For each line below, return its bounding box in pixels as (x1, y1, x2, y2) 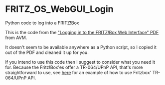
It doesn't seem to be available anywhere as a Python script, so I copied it (5, 44, 157, 50)
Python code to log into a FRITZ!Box (5, 20, 79, 26)
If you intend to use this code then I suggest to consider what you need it (5, 59, 156, 65)
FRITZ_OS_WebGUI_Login (5, 3, 114, 15)
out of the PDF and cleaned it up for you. (5, 49, 89, 55)
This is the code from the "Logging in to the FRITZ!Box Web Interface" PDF (5, 29, 159, 35)
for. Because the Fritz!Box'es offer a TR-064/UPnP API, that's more (5, 64, 143, 70)
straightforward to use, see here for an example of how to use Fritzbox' (5, 69, 152, 75)
